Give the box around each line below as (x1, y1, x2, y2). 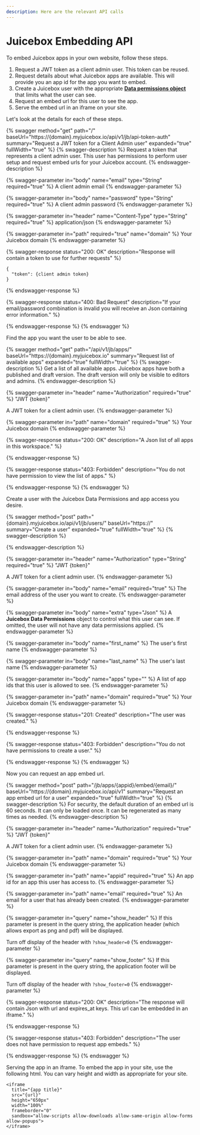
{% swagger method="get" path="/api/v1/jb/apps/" (6, 345, 132, 352)
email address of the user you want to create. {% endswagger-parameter (6, 591, 186, 598)
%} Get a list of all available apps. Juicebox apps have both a (35, 364, 185, 372)
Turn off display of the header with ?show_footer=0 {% (6, 981, 139, 988)
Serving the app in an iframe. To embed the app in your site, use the (6, 1063, 173, 1071)
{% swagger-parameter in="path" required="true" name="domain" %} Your (6, 230, 192, 237)
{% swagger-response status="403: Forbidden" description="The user (6, 1034, 180, 1041)
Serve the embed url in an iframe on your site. (14, 104, 128, 111)
